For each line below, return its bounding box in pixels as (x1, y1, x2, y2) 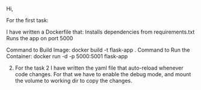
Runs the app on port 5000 (6, 35, 73, 41)
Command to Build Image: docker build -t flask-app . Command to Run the (6, 46, 191, 53)
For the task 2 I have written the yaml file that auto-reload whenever (14, 64, 184, 71)
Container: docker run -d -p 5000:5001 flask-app (6, 53, 128, 59)
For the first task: (6, 17, 49, 23)
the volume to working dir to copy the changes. (14, 77, 132, 84)
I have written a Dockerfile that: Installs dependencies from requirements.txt (6, 28, 195, 35)
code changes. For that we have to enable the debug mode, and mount (14, 71, 191, 77)
